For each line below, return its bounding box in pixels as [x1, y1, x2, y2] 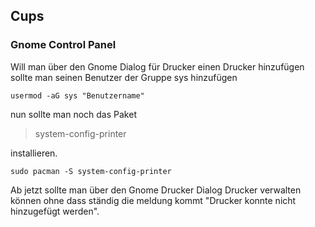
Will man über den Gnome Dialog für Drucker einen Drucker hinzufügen [10, 60, 305, 73]
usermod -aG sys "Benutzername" [10, 90, 145, 101]
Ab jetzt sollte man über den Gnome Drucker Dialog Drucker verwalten [10, 184, 302, 196]
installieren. [10, 147, 58, 159]
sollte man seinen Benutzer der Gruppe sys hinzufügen [10, 71, 238, 83]
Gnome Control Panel [10, 38, 117, 52]
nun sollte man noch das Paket [10, 108, 137, 120]
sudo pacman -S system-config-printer [10, 166, 172, 176]
